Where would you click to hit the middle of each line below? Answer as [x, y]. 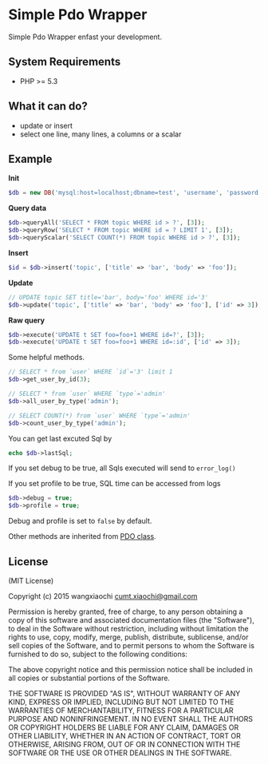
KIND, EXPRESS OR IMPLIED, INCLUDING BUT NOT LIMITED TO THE [121, 702]
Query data [27, 208]
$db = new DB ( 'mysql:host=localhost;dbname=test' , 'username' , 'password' [135, 193]
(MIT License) [31, 580]
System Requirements [65, 62]
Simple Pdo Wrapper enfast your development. [85, 37]
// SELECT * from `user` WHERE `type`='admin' [87, 394]
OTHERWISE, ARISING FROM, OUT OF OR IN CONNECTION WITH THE [124, 744]
